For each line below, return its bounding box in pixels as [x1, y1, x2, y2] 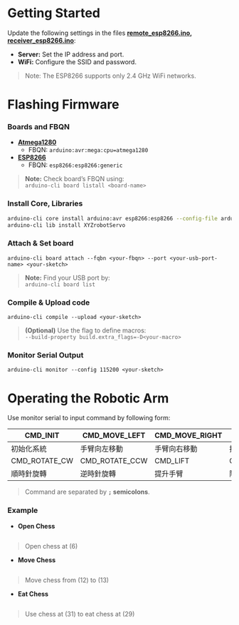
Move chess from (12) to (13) [24, 576, 109, 584]
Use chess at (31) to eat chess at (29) [24, 609, 135, 618]
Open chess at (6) [24, 542, 78, 550]
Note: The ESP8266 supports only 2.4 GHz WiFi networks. [24, 71, 197, 80]
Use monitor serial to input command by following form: [7, 414, 171, 422]
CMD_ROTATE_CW [11, 456, 73, 466]
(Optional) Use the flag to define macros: [24, 326, 147, 335]
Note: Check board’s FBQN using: [24, 175, 124, 183]
